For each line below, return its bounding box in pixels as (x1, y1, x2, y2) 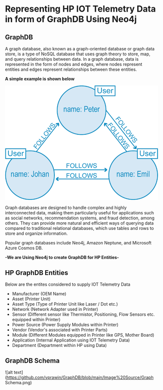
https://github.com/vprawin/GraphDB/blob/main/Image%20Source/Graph (6, 374, 154, 380)
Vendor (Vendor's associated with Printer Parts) (12, 327, 108, 333)
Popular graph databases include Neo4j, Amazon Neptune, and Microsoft (5, 240, 152, 246)
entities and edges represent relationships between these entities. (5, 66, 137, 72)
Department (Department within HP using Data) (12, 342, 107, 348)
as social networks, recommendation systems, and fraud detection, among (5, 215, 155, 221)
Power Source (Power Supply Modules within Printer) (12, 322, 119, 328)
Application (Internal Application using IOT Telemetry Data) (12, 337, 130, 343)
